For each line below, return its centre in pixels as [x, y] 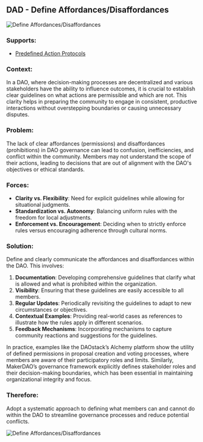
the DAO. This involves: [35, 266]
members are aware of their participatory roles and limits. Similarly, [90, 360]
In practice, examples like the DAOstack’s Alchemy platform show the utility [100, 347]
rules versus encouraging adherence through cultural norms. [91, 230]
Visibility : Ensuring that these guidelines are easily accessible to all [99, 290]
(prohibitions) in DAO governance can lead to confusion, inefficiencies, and [100, 150]
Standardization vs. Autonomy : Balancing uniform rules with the [96, 211]
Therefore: [22, 395]
